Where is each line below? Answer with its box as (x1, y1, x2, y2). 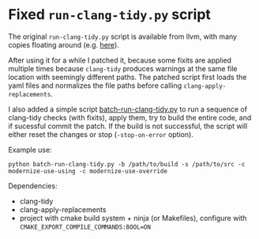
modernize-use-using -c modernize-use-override (8, 167, 168, 175)
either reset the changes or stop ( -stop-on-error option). (8, 129, 193, 139)
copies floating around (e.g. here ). (8, 40, 120, 49)
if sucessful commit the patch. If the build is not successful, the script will (8, 121, 248, 131)
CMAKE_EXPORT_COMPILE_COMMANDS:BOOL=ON (19, 223, 152, 231)
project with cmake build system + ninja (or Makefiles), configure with (19, 213, 247, 222)
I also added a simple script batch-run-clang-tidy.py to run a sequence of (8, 104, 247, 114)
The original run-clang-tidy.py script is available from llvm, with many (8, 32, 238, 41)
